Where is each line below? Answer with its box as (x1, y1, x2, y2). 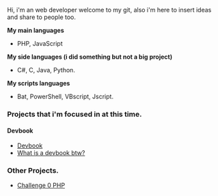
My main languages (7, 27, 65, 34)
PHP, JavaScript (16, 40, 63, 47)
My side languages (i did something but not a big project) (7, 53, 173, 61)
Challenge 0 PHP (16, 181, 66, 190)
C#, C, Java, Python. (16, 66, 75, 74)
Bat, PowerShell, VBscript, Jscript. (16, 92, 114, 100)
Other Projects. (7, 166, 59, 176)
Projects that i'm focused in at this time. (7, 109, 142, 119)
